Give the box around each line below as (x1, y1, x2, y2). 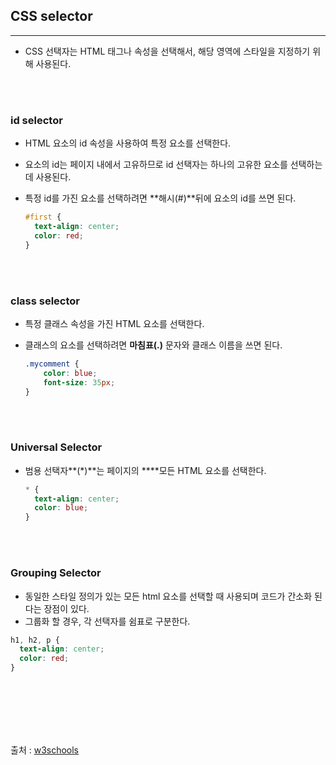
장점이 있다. (43, 602, 90, 614)
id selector (10, 113, 63, 127)
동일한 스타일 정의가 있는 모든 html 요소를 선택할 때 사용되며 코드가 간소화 (24, 590, 313, 602)
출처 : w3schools (10, 744, 80, 756)
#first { (24, 212, 62, 223)
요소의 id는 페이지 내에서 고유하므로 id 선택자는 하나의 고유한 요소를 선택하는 (24, 159, 323, 171)
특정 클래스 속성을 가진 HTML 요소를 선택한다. (24, 317, 205, 329)
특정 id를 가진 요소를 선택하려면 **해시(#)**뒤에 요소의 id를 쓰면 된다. (24, 192, 297, 204)
